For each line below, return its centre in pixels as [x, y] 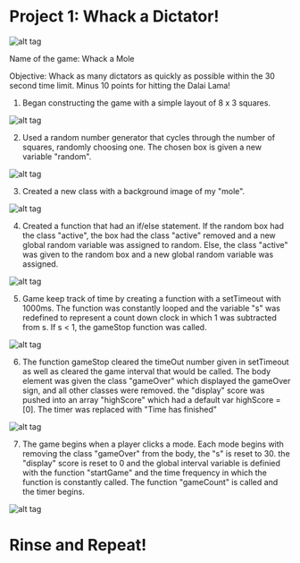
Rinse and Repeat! [78, 546]
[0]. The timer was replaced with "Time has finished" [119, 409]
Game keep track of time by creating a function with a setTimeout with [151, 298]
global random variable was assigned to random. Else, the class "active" [155, 244]
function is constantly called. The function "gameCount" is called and [150, 482]
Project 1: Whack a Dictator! [114, 17]
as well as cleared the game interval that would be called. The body [146, 371]
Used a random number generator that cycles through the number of [148, 137]
